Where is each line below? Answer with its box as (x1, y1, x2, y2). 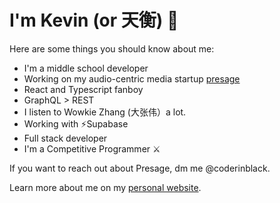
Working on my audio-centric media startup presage (23, 72, 241, 85)
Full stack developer (23, 132, 108, 144)
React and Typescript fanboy (23, 83, 144, 95)
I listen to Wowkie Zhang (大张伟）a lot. (23, 106, 187, 118)
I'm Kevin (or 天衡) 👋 (9, 9, 179, 32)
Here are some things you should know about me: (9, 42, 215, 55)
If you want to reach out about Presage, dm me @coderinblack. (9, 162, 271, 174)
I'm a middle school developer (23, 62, 149, 74)
